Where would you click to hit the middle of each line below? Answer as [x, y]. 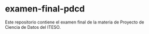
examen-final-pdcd [45, 9]
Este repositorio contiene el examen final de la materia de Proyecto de [75, 22]
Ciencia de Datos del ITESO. [33, 27]
